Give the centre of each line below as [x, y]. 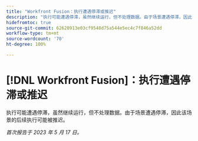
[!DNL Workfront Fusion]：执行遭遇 [93, 80]
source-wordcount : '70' [35, 39]
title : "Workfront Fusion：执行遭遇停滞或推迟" [61, 11]
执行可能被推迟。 [47, 120]
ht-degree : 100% [26, 45]
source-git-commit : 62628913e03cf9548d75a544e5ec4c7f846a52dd [84, 28]
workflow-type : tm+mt [33, 33]
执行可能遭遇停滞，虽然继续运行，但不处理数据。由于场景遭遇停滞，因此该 [96, 112]
